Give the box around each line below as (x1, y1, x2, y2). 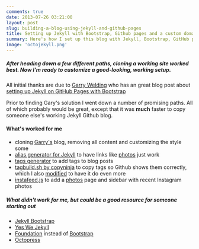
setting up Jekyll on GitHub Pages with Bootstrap (6, 87, 126, 95)
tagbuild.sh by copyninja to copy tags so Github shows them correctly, (14, 164, 187, 171)
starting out (6, 202, 36, 209)
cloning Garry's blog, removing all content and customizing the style (14, 139, 182, 146)
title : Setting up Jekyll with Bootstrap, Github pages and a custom (6, 31, 182, 37)
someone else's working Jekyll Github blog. (6, 111, 113, 119)
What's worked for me (6, 125, 62, 132)
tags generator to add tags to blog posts (14, 158, 114, 165)
